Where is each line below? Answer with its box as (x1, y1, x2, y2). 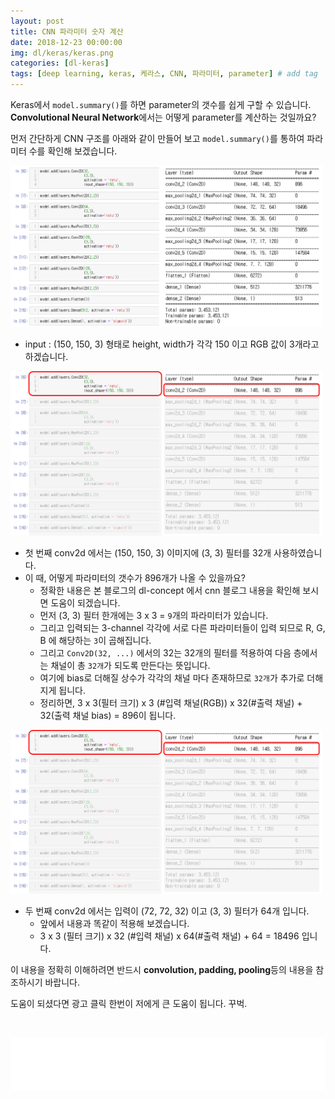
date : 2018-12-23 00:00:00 (10, 37, 123, 47)
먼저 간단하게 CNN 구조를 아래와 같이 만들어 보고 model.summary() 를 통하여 (10, 133, 305, 144)
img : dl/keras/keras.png (10, 48, 114, 58)
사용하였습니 (273, 546, 323, 559)
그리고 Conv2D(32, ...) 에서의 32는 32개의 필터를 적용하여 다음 (39, 646, 292, 659)
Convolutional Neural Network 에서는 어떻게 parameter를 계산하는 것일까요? (10, 111, 317, 123)
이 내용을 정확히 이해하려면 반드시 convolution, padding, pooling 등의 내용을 (10, 963, 314, 975)
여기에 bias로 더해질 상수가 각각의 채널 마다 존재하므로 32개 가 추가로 (39, 671, 305, 684)
